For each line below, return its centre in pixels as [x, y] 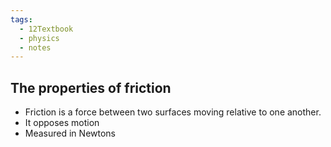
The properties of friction [91, 87]
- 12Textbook [46, 29]
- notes [35, 47]
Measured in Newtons [70, 133]
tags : [21, 19]
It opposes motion [62, 123]
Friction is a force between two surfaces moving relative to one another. [173, 112]
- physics [39, 38]
